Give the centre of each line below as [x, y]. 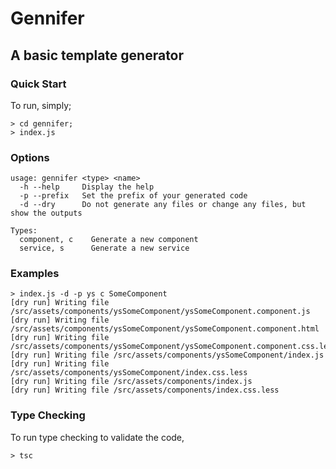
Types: [24, 231]
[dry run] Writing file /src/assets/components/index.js [131, 382]
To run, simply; [41, 105]
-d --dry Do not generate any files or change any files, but [163, 205]
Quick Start [38, 84]
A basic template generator [97, 55]
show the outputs [46, 213]
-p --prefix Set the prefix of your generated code [133, 196]
